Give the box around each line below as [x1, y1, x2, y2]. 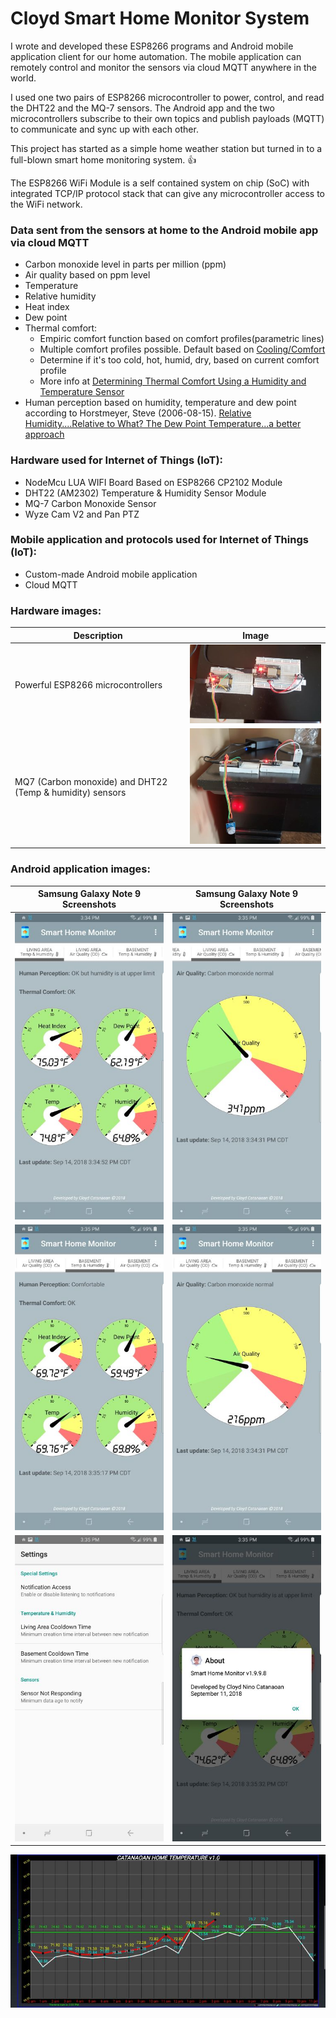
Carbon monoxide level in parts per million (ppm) [24, 258, 227, 271]
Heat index [24, 301, 70, 313]
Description [73, 629, 123, 641]
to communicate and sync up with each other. [10, 123, 199, 135]
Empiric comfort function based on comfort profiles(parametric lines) [39, 333, 325, 345]
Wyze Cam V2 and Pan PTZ [24, 508, 140, 520]
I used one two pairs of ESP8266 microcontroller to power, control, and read [10, 91, 325, 103]
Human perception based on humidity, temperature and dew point [24, 397, 297, 409]
